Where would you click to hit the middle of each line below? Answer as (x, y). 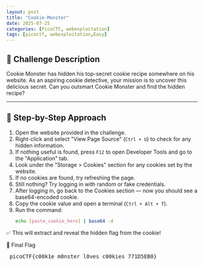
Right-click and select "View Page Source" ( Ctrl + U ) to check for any (103, 139)
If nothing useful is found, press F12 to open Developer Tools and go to (104, 152)
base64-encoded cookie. (47, 197)
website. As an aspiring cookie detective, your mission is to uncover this (97, 80)
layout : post (23, 12)
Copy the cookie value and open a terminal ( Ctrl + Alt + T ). (91, 203)
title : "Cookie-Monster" (38, 18)
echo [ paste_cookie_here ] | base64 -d (64, 221)
